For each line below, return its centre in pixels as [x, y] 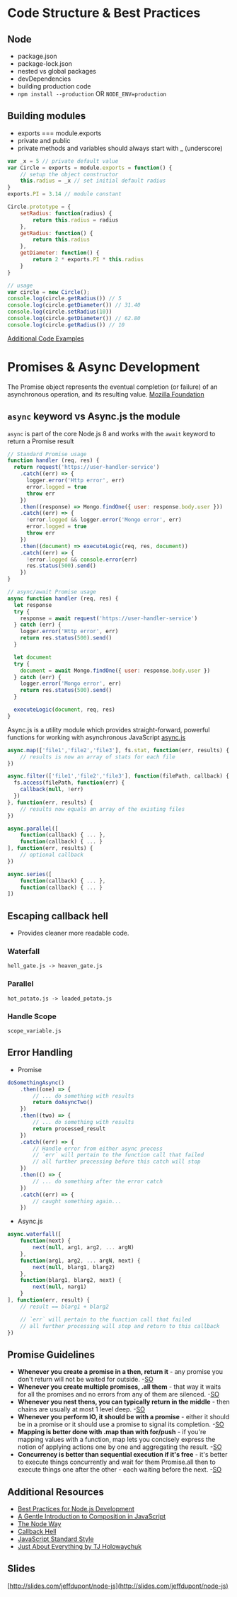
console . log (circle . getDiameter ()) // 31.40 [74, 305]
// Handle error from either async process [98, 1149]
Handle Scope [32, 1016]
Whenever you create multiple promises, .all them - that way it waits [119, 1387]
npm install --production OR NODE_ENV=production [92, 94]
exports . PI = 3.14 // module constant [64, 194]
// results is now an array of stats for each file [98, 757]
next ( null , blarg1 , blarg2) [74, 1267]
